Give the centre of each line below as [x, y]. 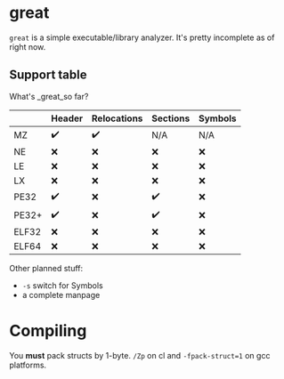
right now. [28, 46]
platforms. [28, 365]
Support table [48, 75]
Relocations [118, 118]
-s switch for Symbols [63, 285]
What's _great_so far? [49, 96]
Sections [170, 118]
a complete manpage [61, 294]
